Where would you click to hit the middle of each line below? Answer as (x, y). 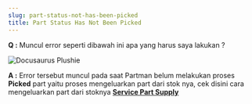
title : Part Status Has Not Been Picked (75, 23)
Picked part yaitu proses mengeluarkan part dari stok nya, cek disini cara (126, 84)
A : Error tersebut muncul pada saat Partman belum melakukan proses (121, 75)
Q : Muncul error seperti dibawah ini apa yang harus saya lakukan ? (117, 45)
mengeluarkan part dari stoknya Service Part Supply (94, 91)
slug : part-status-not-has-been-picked (73, 15)
